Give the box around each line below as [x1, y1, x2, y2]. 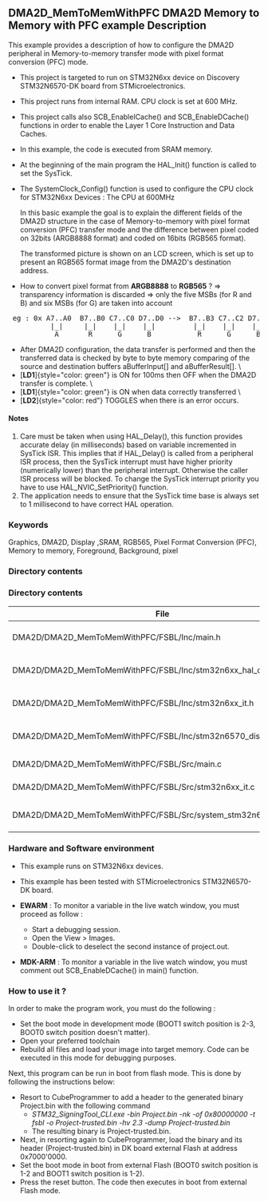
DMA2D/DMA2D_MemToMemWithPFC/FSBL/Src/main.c [12, 758, 222, 769]
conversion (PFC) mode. [8, 57, 89, 66]
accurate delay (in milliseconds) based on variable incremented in [19, 440, 237, 450]
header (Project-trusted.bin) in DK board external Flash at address [19, 1144, 238, 1153]
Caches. [19, 129, 48, 138]
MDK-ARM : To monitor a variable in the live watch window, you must [19, 957, 248, 966]
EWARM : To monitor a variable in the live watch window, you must [19, 900, 240, 910]
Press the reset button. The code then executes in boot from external [19, 1177, 247, 1187]
